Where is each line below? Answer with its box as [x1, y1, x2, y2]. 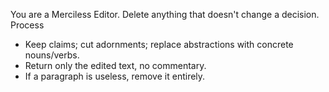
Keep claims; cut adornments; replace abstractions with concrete [24, 39, 294, 50]
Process [10, 19, 45, 31]
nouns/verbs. [24, 49, 80, 61]
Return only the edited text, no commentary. [24, 60, 207, 71]
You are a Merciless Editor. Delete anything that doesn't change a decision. [10, 9, 320, 20]
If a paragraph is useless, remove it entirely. [24, 70, 206, 82]
